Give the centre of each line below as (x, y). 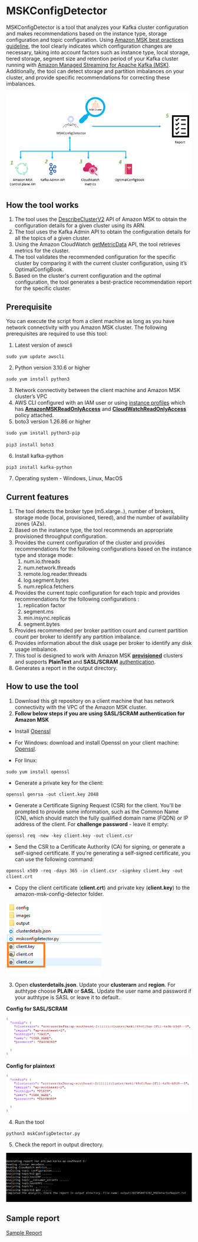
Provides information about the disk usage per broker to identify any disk (103, 643)
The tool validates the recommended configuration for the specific (95, 257)
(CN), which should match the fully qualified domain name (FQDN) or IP (101, 818)
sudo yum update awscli (35, 357)
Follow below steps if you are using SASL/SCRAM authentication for (100, 713)
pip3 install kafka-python (39, 468)
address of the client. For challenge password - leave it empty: (92, 824)
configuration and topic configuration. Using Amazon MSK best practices (95, 40)
